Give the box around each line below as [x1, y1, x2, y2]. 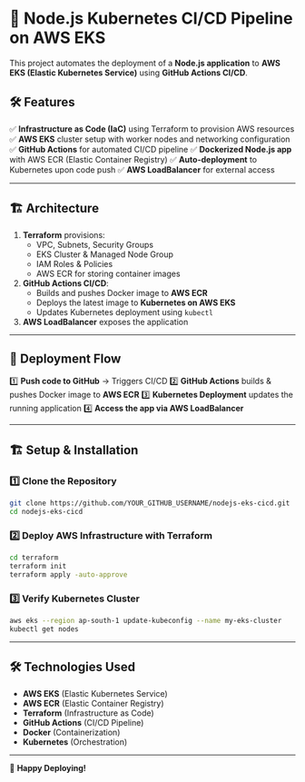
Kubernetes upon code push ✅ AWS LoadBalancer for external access [9, 163, 275, 175]
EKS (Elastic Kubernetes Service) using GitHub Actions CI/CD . [9, 67, 248, 78]
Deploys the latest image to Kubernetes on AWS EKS [35, 297, 236, 308]
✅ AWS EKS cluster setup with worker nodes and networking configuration [9, 134, 290, 144]
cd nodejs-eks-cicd [9, 507, 84, 516]
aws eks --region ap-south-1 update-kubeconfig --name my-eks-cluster [9, 617, 282, 626]
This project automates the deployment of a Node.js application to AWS [9, 57, 281, 68]
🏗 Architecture [9, 201, 100, 216]
